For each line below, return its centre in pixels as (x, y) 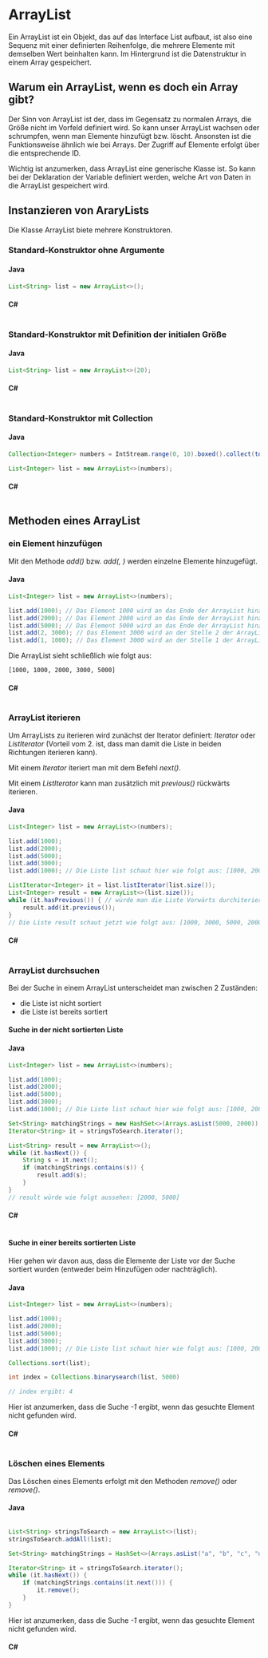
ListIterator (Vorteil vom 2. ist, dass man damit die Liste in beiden (115, 743)
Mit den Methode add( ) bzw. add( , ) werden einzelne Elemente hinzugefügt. (133, 561)
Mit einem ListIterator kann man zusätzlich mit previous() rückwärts (119, 783)
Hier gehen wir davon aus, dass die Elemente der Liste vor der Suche (122, 1261)
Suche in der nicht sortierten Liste (66, 1030)
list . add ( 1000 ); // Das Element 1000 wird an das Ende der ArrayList (126, 611)
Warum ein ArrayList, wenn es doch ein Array (123, 87)
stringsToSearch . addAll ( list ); (60, 1539)
